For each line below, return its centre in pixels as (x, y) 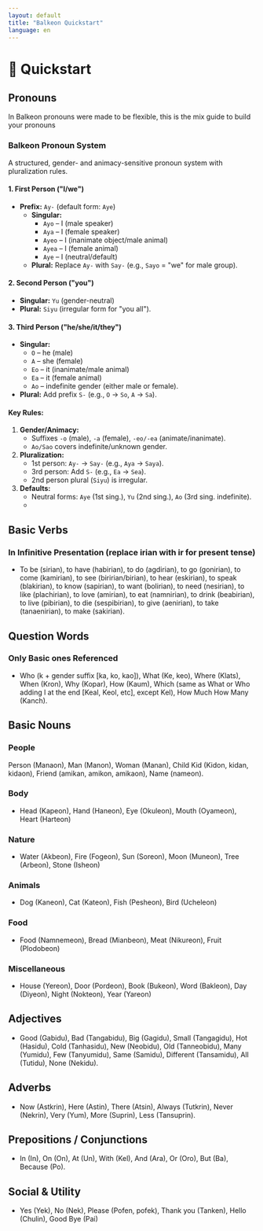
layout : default (35, 15)
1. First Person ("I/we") (46, 189)
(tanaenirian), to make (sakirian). (72, 611)
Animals (24, 886)
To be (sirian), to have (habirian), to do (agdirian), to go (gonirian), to (130, 569)
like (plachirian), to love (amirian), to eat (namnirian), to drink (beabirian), (137, 595)
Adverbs (30, 1087)
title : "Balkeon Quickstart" (56, 23)
